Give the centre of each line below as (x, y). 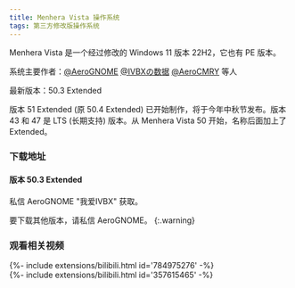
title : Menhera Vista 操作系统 (65, 17)
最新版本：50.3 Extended (56, 90)
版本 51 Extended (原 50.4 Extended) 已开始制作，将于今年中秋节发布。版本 (148, 109)
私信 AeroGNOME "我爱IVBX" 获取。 (76, 201)
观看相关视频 (37, 245)
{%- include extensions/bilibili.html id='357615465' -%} (111, 275)
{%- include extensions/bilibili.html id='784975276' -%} (112, 265)
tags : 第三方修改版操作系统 (54, 26)
